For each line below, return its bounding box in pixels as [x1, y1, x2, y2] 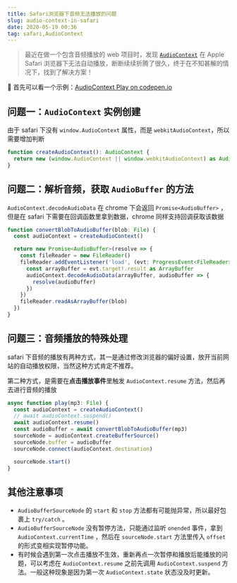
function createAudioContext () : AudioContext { [7, 149, 150, 156]
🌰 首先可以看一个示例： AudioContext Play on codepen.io [7, 83, 173, 92]
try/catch [31, 517, 61, 524]
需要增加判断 [7, 135, 44, 143]
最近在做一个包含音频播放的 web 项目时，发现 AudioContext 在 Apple [24, 50, 224, 59]
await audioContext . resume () [13, 419, 99, 426]
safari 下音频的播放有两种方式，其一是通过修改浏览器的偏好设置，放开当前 [7, 353, 224, 361]
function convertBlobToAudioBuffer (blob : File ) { [7, 226, 157, 233]
